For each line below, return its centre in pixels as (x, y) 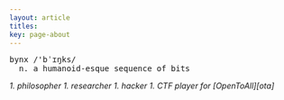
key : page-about (40, 34)
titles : (24, 26)
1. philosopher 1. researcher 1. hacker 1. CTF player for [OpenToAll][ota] (142, 86)
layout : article (40, 18)
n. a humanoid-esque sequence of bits (105, 69)
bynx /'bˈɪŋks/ (43, 60)
